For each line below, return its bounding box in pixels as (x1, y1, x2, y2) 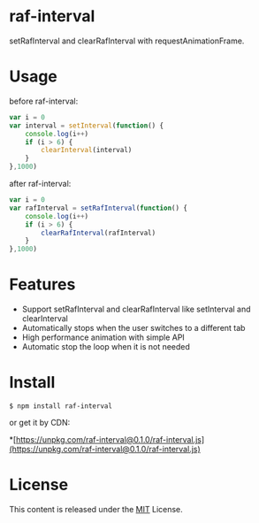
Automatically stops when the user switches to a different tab (21, 323, 246, 334)
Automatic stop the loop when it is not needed (21, 342, 190, 352)
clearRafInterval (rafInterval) (41, 228, 156, 237)
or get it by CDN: (9, 418, 71, 427)
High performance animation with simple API (21, 332, 186, 342)
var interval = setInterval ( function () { (9, 121, 164, 130)
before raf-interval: (9, 96, 79, 106)
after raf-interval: (9, 179, 72, 188)
